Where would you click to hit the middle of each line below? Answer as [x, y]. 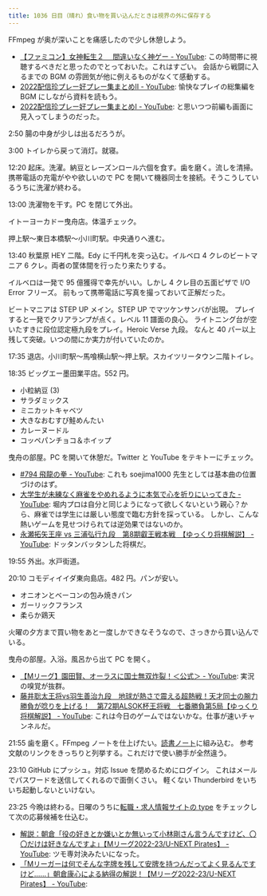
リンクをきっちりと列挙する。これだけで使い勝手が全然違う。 [130, 753]
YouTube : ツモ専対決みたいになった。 [82, 854]
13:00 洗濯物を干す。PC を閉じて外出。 [73, 204]
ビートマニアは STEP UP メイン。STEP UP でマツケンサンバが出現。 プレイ [132, 309]
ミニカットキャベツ [51, 410]
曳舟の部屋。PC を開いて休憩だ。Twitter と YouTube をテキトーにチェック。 [133, 457]
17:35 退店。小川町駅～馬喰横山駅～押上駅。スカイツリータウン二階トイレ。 [133, 356]
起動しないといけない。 [61, 790]
